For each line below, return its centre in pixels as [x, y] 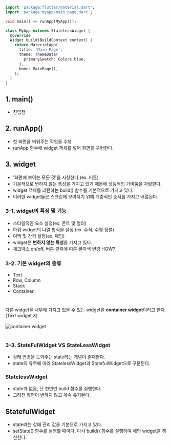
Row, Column [27, 280]
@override [20, 35]
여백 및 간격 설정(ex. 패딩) [39, 236]
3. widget [20, 164]
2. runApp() [24, 128]
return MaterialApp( [36, 45]
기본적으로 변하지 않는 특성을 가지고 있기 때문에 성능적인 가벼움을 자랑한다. [87, 184]
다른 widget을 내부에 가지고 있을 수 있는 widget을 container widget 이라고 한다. [86, 310]
